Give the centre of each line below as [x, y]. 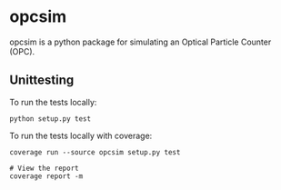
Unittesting [42, 80]
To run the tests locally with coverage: [81, 135]
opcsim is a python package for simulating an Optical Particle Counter [140, 42]
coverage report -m [46, 176]
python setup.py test [50, 119]
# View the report [44, 168]
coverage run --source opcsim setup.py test [95, 152]
